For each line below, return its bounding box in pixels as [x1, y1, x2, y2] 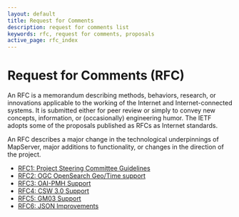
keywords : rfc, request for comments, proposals [7, 30, 155, 38]
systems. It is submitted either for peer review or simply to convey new [7, 106, 216, 115]
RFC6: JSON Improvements [17, 202, 99, 211]
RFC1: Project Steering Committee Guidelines [17, 164, 151, 173]
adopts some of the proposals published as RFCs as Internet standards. [7, 122, 218, 130]
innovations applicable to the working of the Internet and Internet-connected [7, 99, 233, 107]
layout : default [7, 10, 56, 18]
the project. [7, 150, 41, 159]
